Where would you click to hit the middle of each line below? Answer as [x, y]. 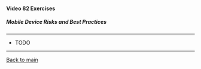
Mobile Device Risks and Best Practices [57, 22]
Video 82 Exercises [31, 8]
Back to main [22, 59]
